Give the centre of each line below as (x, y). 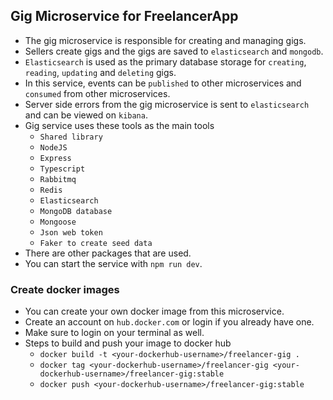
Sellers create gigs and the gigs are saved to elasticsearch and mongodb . (174, 51)
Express (55, 158)
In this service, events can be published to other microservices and (163, 83)
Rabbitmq (58, 179)
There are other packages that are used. (108, 253)
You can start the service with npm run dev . (113, 263)
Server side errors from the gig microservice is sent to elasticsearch (167, 104)
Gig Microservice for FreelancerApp (124, 16)
